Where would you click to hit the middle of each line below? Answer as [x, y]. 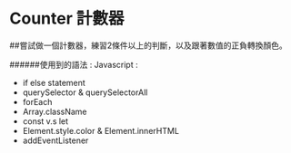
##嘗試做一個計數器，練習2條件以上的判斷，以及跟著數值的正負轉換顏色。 [149, 45]
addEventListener [55, 140]
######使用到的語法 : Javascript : [74, 64]
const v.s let [45, 121]
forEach [37, 101]
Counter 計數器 [67, 19]
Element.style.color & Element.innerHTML [101, 130]
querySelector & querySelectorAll [85, 92]
